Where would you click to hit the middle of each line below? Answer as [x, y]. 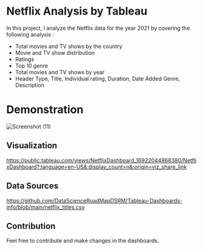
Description [29, 85]
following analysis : [30, 34]
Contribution [31, 226]
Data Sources [33, 186]
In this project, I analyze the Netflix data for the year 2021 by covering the [98, 28]
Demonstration [45, 110]
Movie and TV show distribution [55, 52]
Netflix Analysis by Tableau [77, 11]
